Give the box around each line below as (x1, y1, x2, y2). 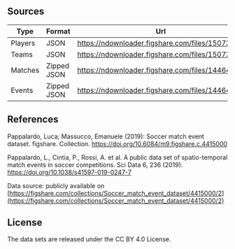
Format (45, 26, 71, 36)
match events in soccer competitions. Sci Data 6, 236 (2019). (7, 160, 183, 169)
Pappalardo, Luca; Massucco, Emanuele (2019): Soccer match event (7, 132, 205, 141)
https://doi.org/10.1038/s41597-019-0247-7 (7, 168, 131, 176)
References (7, 113, 59, 125)
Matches (10, 65, 40, 75)
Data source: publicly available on (7, 181, 105, 190)
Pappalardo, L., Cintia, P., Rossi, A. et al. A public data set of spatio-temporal (7, 153, 228, 162)
